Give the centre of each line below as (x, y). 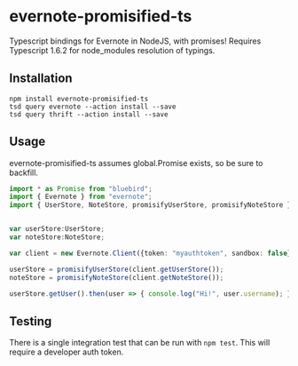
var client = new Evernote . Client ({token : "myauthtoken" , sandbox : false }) (152, 253)
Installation (41, 79)
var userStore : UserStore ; (57, 229)
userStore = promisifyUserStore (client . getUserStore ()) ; (117, 269)
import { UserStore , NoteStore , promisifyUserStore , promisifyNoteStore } (150, 205)
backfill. (24, 172)
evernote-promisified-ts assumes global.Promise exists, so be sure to (136, 163)
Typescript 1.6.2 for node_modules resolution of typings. (112, 50)
